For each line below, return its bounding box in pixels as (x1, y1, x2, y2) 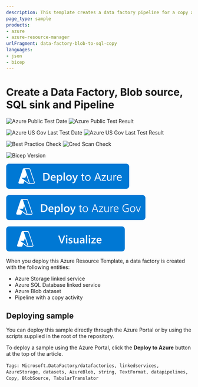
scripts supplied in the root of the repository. (6, 333, 114, 340)
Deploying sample (6, 310, 74, 321)
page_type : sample (6, 15, 51, 22)
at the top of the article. (6, 350, 64, 358)
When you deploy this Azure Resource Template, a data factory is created (6, 257, 186, 264)
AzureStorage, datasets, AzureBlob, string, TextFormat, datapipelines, (6, 369, 189, 375)
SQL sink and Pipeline (6, 98, 115, 111)
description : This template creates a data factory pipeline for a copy (6, 9, 189, 15)
